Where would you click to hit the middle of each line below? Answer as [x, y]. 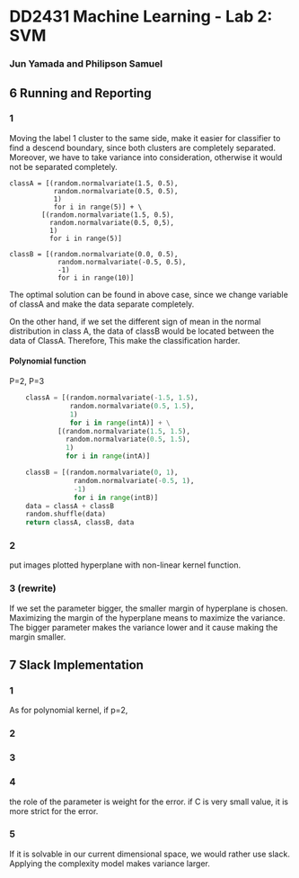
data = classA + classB [70, 506]
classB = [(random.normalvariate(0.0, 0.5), [94, 254]
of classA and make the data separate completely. [102, 304]
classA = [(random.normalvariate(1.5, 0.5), [94, 183]
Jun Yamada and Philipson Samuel [86, 64]
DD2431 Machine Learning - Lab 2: [141, 17]
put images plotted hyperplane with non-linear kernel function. [125, 565]
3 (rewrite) [33, 588]
